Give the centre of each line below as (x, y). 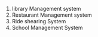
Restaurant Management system (52, 15)
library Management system (46, 9)
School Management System (47, 27)
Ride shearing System (39, 21)
